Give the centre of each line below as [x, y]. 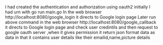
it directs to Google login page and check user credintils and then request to [81, 27]
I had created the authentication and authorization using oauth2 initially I [78, 7]
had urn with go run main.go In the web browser [53, 12]
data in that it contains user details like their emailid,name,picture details [78, 37]
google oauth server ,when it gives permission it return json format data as [80, 32]
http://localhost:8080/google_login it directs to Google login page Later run [81, 17]
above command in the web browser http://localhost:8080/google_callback [81, 22]
